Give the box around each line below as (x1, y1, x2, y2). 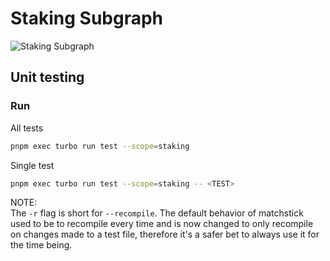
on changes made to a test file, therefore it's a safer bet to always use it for (10, 228, 320, 241)
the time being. (10, 239, 73, 251)
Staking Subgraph (10, 7, 164, 30)
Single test (10, 159, 55, 171)
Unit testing (10, 69, 85, 86)
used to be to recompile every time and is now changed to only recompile (10, 218, 314, 230)
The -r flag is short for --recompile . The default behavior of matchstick (10, 207, 304, 219)
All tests (10, 122, 44, 134)
